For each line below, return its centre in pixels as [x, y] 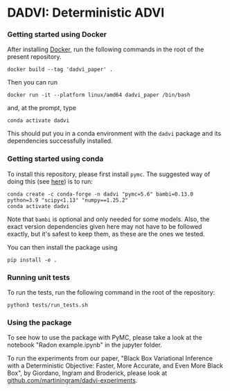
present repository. [34, 57]
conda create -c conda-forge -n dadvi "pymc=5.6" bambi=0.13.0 [100, 194]
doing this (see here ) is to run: [50, 181]
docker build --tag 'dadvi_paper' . [60, 70]
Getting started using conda [55, 159]
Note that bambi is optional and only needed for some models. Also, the [108, 219]
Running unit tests [39, 277]
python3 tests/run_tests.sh [48, 305]
